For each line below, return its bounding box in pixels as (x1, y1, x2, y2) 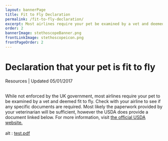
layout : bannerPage (5, 7, 46, 12)
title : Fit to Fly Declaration (5, 12, 70, 17)
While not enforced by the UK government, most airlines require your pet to (5, 93, 160, 99)
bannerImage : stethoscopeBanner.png (5, 30, 81, 35)
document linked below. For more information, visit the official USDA (5, 114, 146, 120)
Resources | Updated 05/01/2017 (5, 78, 73, 84)
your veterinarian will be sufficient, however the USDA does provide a (5, 108, 148, 115)
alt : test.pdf (5, 130, 30, 136)
